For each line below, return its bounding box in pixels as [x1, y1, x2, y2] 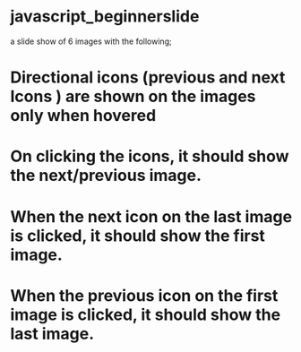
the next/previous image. [10, 166, 202, 185]
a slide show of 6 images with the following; [10, 36, 173, 47]
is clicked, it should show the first [10, 226, 265, 245]
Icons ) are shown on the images [10, 87, 256, 107]
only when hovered [10, 106, 157, 126]
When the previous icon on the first [10, 285, 279, 305]
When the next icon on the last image [10, 206, 293, 227]
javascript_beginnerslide [10, 6, 200, 27]
